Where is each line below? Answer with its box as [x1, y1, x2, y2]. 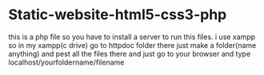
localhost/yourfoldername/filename [8, 57, 125, 67]
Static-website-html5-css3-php [8, 6, 227, 24]
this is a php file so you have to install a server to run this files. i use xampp [8, 32, 256, 41]
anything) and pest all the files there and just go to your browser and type [8, 49, 251, 58]
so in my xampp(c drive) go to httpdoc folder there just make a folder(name [8, 40, 257, 49]
